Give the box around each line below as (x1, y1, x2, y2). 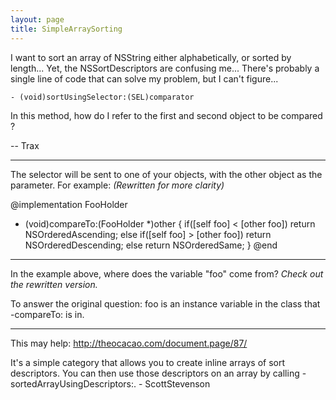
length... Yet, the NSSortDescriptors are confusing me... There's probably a (10, 62, 320, 74)
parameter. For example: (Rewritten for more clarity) (10, 179, 225, 191)
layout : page (10, 14, 65, 25)
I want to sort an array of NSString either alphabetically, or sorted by (10, 51, 292, 63)
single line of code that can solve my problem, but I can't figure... (10, 72, 279, 85)
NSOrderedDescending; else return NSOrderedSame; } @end (24, 239, 278, 251)
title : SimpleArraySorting (10, 24, 123, 34)
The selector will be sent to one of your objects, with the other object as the (10, 168, 323, 180)
